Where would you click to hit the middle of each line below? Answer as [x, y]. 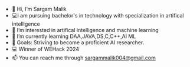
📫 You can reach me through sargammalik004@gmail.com [84, 58]
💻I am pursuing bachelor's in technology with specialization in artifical [98, 15]
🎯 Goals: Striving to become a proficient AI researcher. [78, 43]
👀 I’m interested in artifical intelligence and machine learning [85, 30]
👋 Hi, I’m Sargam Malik [39, 9]
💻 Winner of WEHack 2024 [45, 49]
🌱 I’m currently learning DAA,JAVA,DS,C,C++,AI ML [74, 36]
